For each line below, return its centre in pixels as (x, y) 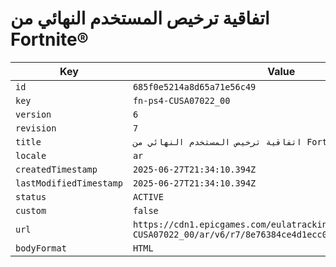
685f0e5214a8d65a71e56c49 (194, 86)
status (31, 196)
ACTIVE (148, 196)
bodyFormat (41, 248)
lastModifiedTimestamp (69, 183)
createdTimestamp (56, 169)
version (33, 114)
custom (31, 210)
